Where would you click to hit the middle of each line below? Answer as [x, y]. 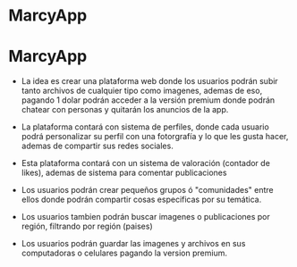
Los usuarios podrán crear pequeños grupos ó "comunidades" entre [147, 190]
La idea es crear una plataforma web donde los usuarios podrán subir [149, 81]
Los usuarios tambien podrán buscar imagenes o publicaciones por [145, 217]
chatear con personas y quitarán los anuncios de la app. [125, 110]
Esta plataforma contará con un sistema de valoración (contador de [145, 163]
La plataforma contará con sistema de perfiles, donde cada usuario [145, 127]
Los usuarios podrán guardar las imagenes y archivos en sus [133, 244]
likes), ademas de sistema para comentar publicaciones [124, 173]
